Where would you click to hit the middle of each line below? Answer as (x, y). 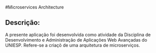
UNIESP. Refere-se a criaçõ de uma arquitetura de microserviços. (72, 45)
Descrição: (22, 23)
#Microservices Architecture (34, 7)
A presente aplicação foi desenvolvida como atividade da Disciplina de (78, 35)
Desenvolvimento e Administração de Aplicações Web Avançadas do (76, 40)
